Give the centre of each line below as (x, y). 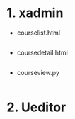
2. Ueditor (36, 107)
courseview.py (38, 72)
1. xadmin (35, 13)
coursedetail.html (42, 52)
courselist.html (39, 33)
